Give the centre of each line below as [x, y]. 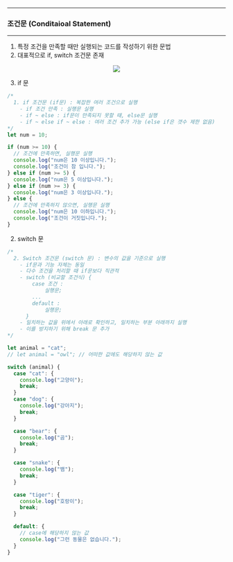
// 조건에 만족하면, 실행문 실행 [53, 154]
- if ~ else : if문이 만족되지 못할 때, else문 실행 [89, 115]
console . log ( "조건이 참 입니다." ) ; [60, 167]
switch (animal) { [34, 367]
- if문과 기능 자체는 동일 [52, 265]
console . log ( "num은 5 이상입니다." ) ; [63, 179]
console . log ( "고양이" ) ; [52, 380]
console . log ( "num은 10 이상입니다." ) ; [65, 160]
